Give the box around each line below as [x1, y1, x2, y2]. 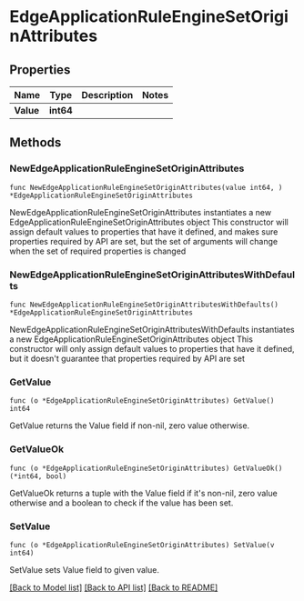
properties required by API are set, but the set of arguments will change [9, 235, 279, 246]
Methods [9, 135, 62, 151]
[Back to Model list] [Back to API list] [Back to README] [9, 582, 218, 593]
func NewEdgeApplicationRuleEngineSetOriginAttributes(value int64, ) [9, 183, 283, 192]
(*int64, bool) [9, 471, 67, 481]
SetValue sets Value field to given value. [9, 564, 159, 575]
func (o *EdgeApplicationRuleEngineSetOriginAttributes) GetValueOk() [9, 464, 283, 473]
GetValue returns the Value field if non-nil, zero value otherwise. [9, 420, 250, 431]
